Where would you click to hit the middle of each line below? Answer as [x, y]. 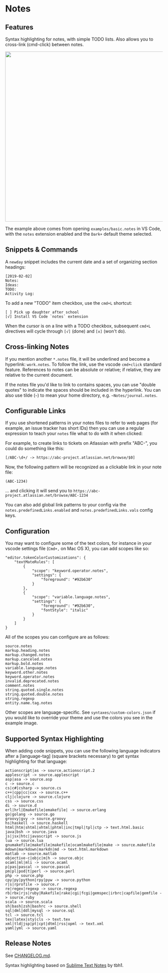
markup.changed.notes [28, 655]
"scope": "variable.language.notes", [71, 597]
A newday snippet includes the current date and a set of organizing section [81, 262]
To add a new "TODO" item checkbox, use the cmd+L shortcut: [69, 303]
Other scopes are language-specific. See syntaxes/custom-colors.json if [80, 712]
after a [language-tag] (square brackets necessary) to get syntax [72, 756]
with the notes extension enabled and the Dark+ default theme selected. [79, 234]
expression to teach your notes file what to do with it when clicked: [74, 434]
